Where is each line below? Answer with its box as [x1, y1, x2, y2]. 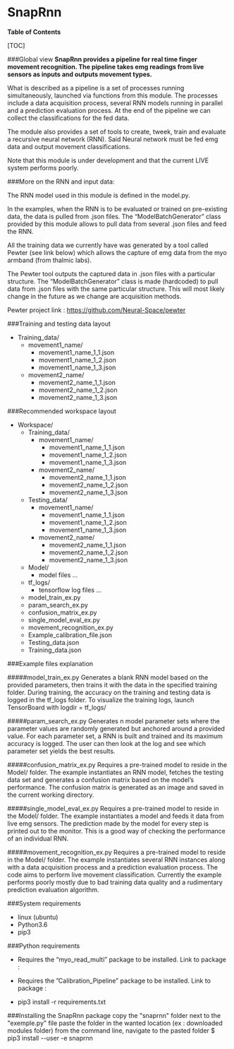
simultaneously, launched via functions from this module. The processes [7, 91, 218, 100]
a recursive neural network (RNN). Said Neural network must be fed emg [7, 135, 218, 143]
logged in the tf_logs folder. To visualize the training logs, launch [7, 695, 195, 704]
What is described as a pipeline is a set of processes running [7, 83, 185, 92]
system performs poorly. [7, 163, 79, 172]
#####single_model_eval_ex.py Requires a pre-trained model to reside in [7, 804, 220, 812]
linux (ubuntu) [17, 913, 58, 921]
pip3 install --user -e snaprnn [7, 1033, 93, 1042]
